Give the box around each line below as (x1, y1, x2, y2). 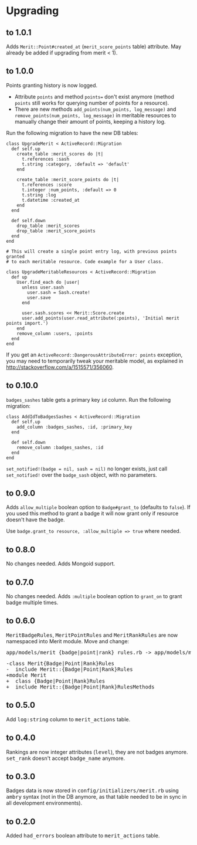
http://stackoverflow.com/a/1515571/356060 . (6, 364, 114, 371)
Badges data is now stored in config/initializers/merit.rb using (6, 787, 179, 794)
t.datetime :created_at (21, 197, 80, 203)
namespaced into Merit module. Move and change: (6, 637, 130, 644)
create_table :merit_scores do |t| (16, 151, 104, 157)
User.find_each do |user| (16, 279, 80, 285)
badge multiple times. (6, 599, 59, 606)
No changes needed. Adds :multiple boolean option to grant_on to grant (6, 593, 182, 600)
